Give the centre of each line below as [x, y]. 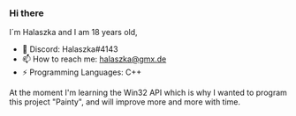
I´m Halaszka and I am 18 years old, [74, 33]
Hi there [27, 13]
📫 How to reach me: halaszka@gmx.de [94, 59]
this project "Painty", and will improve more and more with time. [125, 102]
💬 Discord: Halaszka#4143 [70, 49]
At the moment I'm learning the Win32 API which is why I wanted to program [148, 93]
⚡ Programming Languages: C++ [82, 72]
